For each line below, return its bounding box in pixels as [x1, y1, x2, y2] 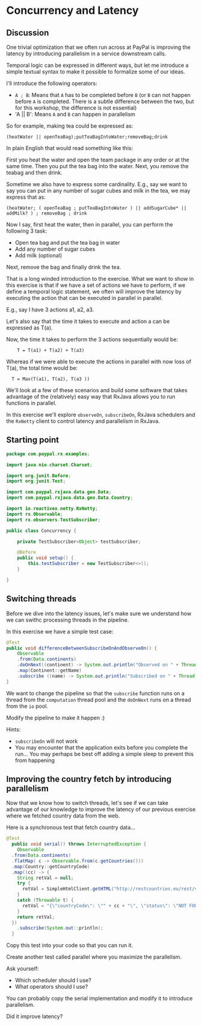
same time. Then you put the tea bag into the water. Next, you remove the [6, 163, 189, 169]
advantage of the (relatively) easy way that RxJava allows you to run [6, 393, 176, 400]
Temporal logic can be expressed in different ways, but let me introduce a [6, 61, 189, 69]
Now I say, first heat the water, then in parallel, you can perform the [6, 221, 173, 228]
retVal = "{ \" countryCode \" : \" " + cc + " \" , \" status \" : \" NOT [22, 902, 187, 909]
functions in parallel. [6, 399, 57, 407]
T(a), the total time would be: [6, 364, 78, 371]
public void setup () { [17, 555, 74, 561]
